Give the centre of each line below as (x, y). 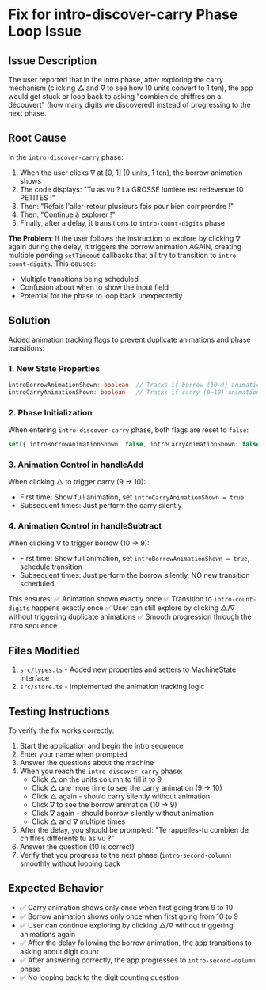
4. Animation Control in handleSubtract (85, 526)
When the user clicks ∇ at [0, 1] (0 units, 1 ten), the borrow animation (131, 173)
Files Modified (44, 651)
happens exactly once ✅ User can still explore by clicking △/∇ (133, 608)
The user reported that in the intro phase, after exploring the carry (116, 80)
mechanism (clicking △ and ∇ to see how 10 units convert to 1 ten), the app (131, 88)
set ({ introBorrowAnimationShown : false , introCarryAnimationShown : (123, 444)
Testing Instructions (59, 711)
